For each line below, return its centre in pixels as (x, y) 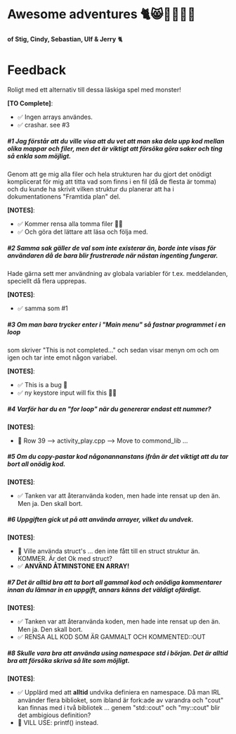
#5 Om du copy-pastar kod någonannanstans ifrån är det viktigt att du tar (118, 457)
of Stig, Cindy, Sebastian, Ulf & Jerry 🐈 (65, 39)
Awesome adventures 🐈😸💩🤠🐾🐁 (101, 14)
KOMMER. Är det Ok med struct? (65, 558)
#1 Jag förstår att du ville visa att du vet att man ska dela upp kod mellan (116, 141)
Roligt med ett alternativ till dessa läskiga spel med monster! (94, 89)
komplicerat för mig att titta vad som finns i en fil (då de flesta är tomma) (112, 182)
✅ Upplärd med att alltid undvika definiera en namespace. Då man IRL (119, 692)
